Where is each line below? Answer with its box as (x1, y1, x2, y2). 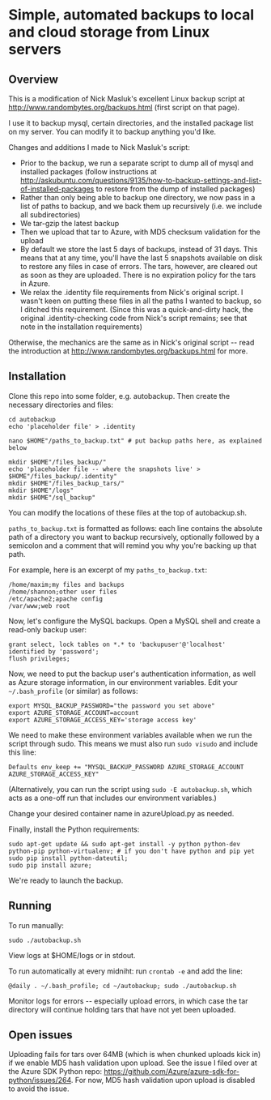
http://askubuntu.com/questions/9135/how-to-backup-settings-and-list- (19, 176, 262, 185)
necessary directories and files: (8, 400, 114, 409)
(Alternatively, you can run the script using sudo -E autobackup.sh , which (8, 784, 252, 794)
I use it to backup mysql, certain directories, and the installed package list (8, 118, 254, 127)
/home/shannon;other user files (8, 588, 117, 596)
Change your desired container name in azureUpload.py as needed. (8, 808, 235, 818)
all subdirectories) (19, 210, 81, 220)
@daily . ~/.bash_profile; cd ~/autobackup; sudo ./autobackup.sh (8, 982, 237, 990)
